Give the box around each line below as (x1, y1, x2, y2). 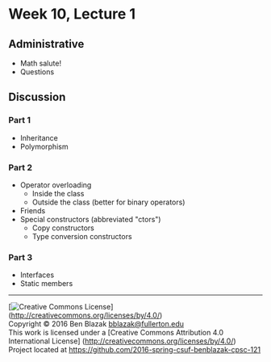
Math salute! (19, 58, 62, 68)
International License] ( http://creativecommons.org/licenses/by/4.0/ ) (8, 336, 236, 346)
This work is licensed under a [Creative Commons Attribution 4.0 (8, 328, 224, 338)
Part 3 (8, 251, 33, 263)
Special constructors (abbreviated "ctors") (19, 214, 161, 224)
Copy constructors (31, 223, 94, 233)
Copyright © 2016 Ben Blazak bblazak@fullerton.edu (8, 319, 184, 329)
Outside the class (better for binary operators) (31, 197, 186, 207)
